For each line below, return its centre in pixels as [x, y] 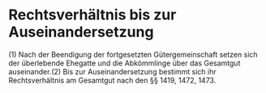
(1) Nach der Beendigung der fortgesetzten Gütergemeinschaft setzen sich [133, 54]
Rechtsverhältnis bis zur [92, 15]
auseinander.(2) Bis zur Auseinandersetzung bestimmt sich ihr [112, 71]
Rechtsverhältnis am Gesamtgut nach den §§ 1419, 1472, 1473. [112, 80]
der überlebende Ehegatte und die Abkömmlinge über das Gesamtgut [124, 63]
